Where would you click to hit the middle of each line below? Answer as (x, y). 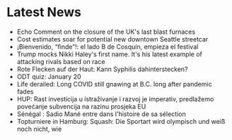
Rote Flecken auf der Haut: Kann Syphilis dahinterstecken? (102, 69)
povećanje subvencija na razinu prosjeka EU (81, 106)
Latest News (44, 12)
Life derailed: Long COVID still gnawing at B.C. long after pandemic (115, 84)
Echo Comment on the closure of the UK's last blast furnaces (106, 32)
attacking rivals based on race (61, 61)
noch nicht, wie (39, 129)
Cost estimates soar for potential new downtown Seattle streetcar (112, 39)
